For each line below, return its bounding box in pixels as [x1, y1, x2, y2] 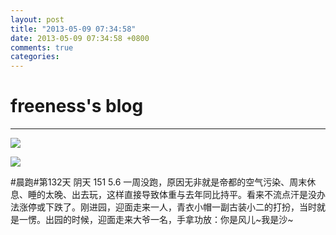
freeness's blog [10, 95, 144, 118]
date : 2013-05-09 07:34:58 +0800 [10, 33, 150, 43]
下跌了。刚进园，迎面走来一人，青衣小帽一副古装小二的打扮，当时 [44, 201, 317, 213]
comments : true [10, 42, 74, 53]
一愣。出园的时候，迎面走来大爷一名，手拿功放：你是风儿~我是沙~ [18, 214, 294, 226]
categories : [10, 52, 60, 62]
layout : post [10, 14, 65, 25]
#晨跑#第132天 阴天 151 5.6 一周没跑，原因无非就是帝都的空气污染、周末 [10, 176, 308, 188]
